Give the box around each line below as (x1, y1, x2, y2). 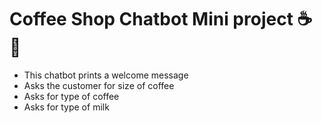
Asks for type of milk (23, 101, 110, 113)
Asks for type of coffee (23, 90, 120, 102)
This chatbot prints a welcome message (23, 69, 189, 81)
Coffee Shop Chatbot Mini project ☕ (9, 8, 313, 31)
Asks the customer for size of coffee (23, 79, 175, 91)
